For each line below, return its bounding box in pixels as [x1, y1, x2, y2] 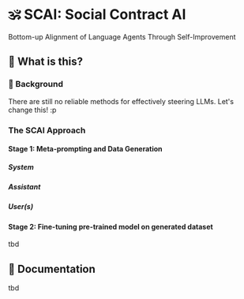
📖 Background [8, 79, 63, 90]
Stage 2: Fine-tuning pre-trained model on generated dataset [8, 222, 213, 231]
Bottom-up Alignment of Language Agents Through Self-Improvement [8, 32, 236, 41]
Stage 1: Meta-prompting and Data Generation [8, 144, 163, 154]
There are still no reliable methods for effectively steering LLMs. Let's [8, 96, 235, 106]
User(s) [8, 202, 34, 211]
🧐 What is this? [8, 55, 83, 69]
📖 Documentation [8, 262, 96, 275]
